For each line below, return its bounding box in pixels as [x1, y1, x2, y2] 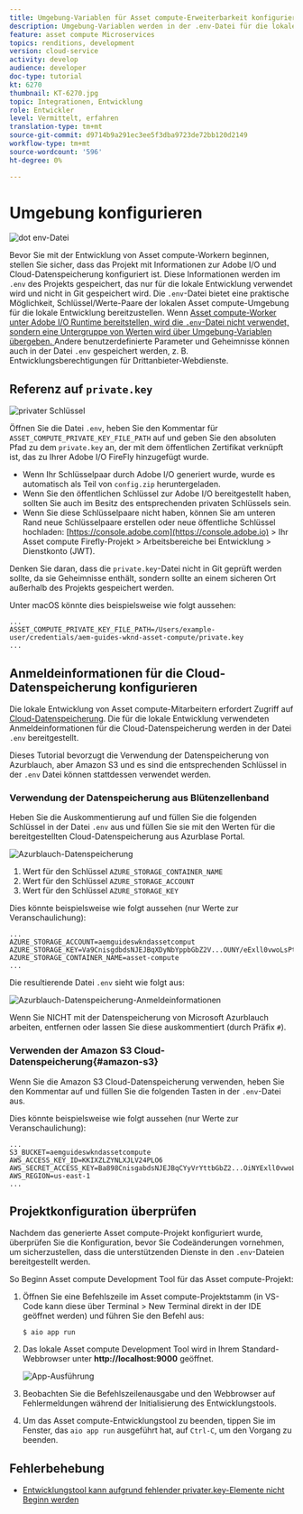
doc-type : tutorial [9, 72, 83, 81]
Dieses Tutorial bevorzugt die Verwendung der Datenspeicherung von [9, 750, 269, 761]
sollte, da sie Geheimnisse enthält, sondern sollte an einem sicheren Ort [9, 573, 277, 584]
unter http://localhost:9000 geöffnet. [71, 1353, 215, 1364]
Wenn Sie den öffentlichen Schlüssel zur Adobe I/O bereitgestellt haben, [22, 488, 291, 499]
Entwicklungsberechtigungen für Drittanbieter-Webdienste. [9, 355, 229, 366]
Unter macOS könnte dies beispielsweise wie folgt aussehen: [9, 600, 236, 611]
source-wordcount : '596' [9, 147, 103, 156]
